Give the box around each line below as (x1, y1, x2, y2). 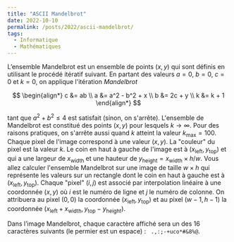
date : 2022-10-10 (7, 17, 58, 24)
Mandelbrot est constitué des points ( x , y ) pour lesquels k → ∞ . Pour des (7, 121, 220, 129)
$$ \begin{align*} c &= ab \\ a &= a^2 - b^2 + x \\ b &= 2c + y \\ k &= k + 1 (12, 91, 225, 99)
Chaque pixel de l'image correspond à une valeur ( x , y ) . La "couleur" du (7, 138, 216, 146)
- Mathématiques (13, 43, 61, 50)
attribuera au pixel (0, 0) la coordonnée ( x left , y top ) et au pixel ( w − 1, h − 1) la (7, 195, 227, 205)
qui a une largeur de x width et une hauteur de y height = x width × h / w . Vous (7, 155, 219, 164)
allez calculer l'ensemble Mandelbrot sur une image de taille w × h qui (7, 164, 210, 172)
